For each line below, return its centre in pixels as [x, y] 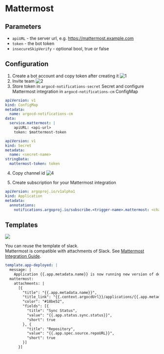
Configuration [27, 64]
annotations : [23, 205]
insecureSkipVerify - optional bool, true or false [61, 49]
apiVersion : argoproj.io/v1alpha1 [40, 192]
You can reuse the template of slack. [42, 246]
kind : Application [24, 196]
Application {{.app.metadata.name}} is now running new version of [84, 274]
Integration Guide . [23, 256]
